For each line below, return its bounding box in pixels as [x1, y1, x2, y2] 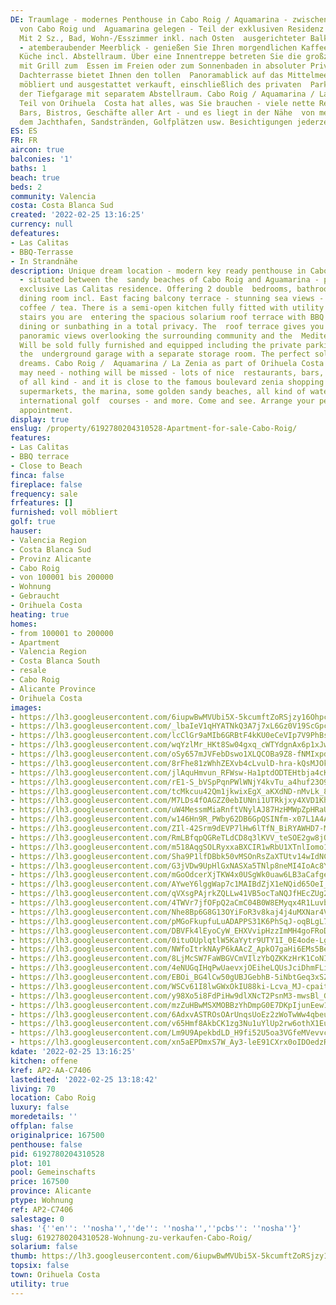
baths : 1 [10, 163, 47, 173]
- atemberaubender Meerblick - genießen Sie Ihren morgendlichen [19, 42, 298, 53]
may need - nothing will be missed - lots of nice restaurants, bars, [19, 368, 325, 378]
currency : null [10, 219, 74, 230]
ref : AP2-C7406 [10, 1204, 74, 1215]
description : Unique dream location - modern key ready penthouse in [10, 266, 307, 276]
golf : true [10, 517, 56, 527]
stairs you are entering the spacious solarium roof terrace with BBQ [19, 312, 325, 322]
